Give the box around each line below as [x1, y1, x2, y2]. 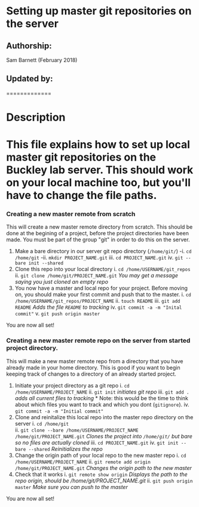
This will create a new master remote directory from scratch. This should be [6, 223, 193, 231]
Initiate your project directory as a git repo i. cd [14, 382, 130, 389]
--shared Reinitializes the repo [28, 445, 103, 452]
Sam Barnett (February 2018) [6, 57, 78, 63]
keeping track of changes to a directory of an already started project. [6, 370, 176, 377]
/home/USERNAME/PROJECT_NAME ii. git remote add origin [14, 458, 151, 465]
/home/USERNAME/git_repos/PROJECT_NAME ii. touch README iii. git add [14, 297, 180, 305]
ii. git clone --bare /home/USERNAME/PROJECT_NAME [14, 426, 139, 434]
